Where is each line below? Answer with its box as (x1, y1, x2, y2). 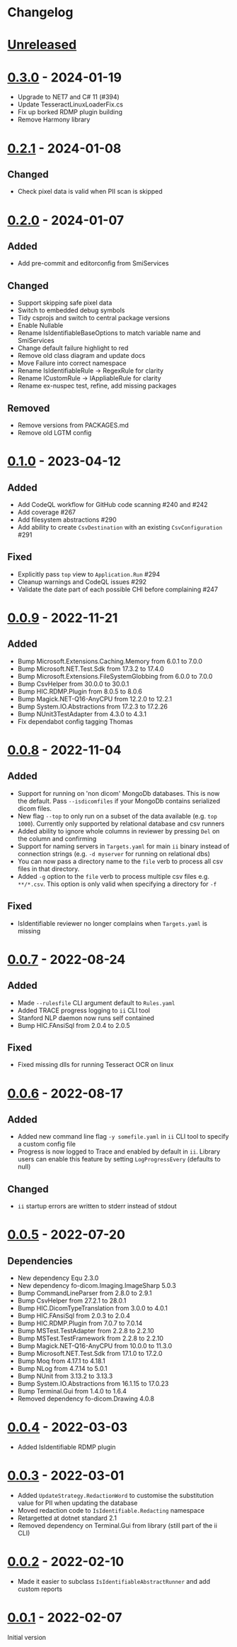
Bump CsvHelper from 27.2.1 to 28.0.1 (17, 1296, 127, 1305)
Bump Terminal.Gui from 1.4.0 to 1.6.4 (17, 1387, 127, 1396)
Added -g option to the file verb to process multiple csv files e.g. (17, 872, 210, 880)
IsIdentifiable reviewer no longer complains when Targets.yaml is (17, 919, 207, 927)
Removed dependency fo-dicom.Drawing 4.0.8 (17, 1394, 154, 1403)
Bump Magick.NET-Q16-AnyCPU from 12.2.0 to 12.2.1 (17, 694, 172, 703)
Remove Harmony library (17, 115, 91, 124)
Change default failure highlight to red (17, 344, 129, 352)
